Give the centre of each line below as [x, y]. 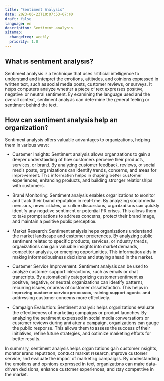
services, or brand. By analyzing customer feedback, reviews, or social [84, 165]
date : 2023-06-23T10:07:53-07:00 [39, 14]
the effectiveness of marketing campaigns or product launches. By [79, 313]
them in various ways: [27, 145]
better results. [26, 339]
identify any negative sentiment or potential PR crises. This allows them [84, 211]
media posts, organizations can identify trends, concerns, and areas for [84, 170]
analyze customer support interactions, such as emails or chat [75, 272]
